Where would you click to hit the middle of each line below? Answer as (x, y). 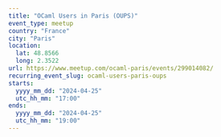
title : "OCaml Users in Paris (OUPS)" (73, 16)
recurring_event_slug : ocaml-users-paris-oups (88, 76)
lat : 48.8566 (37, 53)
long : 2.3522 (37, 61)
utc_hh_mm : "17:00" (48, 98)
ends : (17, 106)
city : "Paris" (32, 38)
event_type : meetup (41, 23)
